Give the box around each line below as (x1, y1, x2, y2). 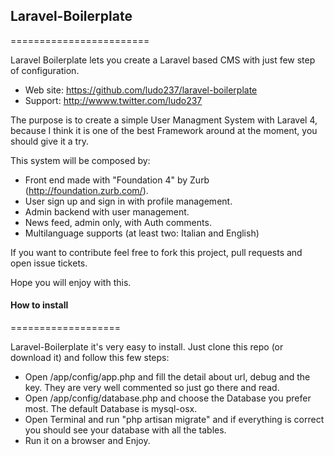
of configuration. (10, 64, 80, 76)
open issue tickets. (10, 257, 88, 269)
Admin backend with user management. (24, 205, 190, 218)
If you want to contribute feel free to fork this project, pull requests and (10, 246, 303, 258)
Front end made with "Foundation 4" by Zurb (24, 174, 210, 186)
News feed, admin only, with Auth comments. (24, 216, 212, 228)
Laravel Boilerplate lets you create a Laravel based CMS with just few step (10, 54, 316, 66)
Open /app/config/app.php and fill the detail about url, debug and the (24, 371, 311, 383)
